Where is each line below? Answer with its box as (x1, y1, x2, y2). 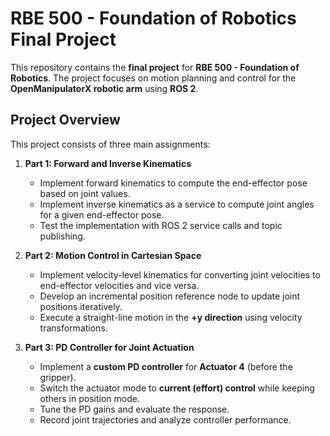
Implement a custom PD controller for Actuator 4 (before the (39, 360, 293, 372)
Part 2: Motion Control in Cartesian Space (24, 249, 202, 261)
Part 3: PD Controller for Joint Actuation (24, 341, 195, 353)
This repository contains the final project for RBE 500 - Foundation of (10, 61, 300, 73)
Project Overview (10, 112, 121, 129)
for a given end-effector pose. (39, 208, 165, 221)
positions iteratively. (39, 300, 123, 312)
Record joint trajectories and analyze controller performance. (39, 413, 292, 426)
